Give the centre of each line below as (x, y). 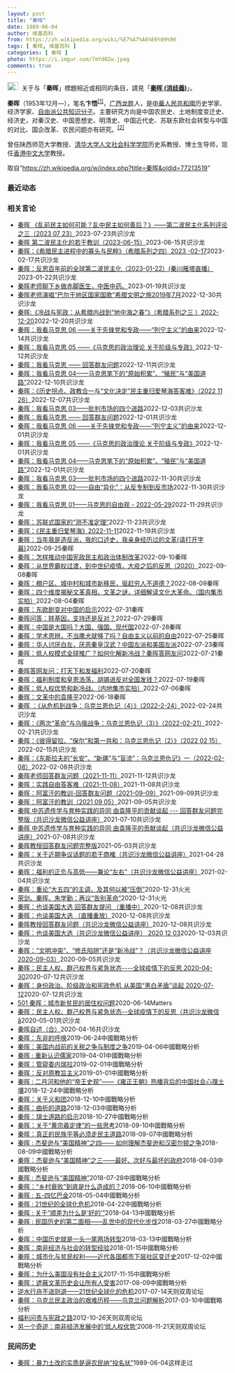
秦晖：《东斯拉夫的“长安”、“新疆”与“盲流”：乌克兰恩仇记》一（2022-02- (121, 758)
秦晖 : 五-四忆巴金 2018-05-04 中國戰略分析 (79, 1195)
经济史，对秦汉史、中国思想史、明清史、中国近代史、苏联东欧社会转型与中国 (117, 120)
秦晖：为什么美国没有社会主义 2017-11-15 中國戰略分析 (94, 1274)
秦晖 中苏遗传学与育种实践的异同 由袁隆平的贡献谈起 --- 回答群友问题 (117, 811)
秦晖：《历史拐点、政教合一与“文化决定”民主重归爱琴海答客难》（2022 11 (120, 391)
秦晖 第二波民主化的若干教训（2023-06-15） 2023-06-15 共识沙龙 (111, 243)
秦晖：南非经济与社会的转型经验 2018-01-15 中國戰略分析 (98, 1248)
